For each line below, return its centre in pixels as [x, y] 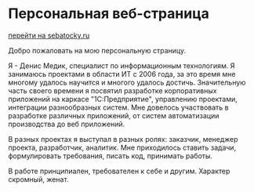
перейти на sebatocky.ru [49, 35]
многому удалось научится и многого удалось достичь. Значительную [127, 82]
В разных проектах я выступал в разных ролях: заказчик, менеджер [123, 139]
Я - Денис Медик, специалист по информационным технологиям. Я [122, 65]
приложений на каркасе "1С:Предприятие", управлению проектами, [123, 99]
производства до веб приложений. [67, 124]
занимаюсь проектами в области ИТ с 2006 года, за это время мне [122, 74]
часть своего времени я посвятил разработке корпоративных [112, 90]
